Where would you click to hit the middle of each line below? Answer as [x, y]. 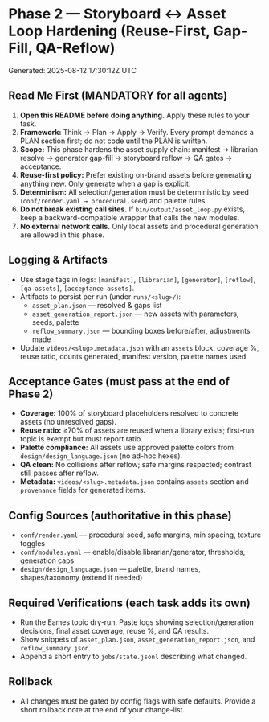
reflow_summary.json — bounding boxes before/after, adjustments [141, 330]
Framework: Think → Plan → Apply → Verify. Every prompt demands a [137, 132]
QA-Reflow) [75, 48]
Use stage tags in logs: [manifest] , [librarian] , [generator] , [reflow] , [138, 279]
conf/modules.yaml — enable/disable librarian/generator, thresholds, [132, 552]
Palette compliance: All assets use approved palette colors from [127, 448]
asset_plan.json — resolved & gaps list [97, 305]
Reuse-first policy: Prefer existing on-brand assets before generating [135, 174]
